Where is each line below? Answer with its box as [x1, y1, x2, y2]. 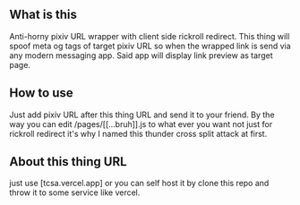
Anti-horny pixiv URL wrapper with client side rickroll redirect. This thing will [9, 30, 290, 41]
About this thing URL [9, 154, 127, 169]
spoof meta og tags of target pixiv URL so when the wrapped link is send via [9, 40, 291, 51]
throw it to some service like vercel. [9, 187, 141, 198]
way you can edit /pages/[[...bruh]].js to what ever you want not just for [9, 118, 273, 129]
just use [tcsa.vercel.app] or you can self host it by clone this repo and [9, 178, 270, 189]
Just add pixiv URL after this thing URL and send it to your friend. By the [9, 109, 275, 120]
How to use [9, 85, 73, 101]
